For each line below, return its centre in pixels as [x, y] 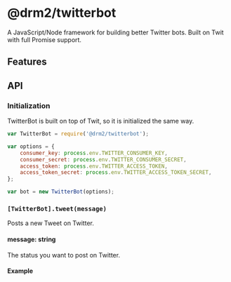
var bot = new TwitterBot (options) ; [61, 192]
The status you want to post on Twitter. [64, 255]
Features [27, 62]
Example [20, 271]
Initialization [29, 105]
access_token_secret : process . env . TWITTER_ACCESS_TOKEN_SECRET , [116, 173]
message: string [32, 239]
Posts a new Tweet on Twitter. [51, 223]
